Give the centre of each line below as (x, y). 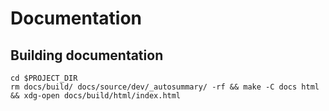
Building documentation (87, 55)
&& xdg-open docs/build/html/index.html (96, 96)
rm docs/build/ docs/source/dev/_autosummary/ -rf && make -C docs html (165, 87)
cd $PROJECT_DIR (44, 78)
